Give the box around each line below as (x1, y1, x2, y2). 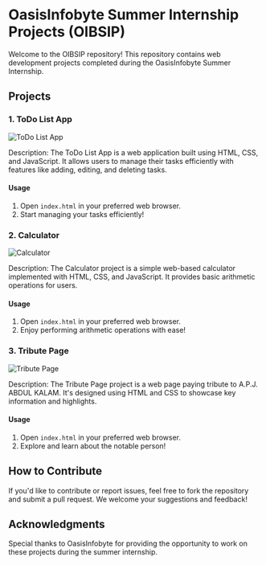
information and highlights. (8, 396, 97, 406)
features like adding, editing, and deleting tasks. (8, 165, 167, 174)
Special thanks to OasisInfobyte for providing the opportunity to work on (8, 538, 248, 548)
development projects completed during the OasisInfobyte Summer (8, 58, 231, 68)
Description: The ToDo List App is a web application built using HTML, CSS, (8, 147, 259, 158)
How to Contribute (8, 465, 103, 478)
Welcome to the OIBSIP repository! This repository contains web (8, 49, 221, 59)
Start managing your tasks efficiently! (19, 209, 145, 219)
